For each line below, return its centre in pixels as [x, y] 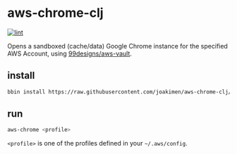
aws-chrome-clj [55, 13]
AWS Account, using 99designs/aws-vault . [70, 53]
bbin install [26, 92]
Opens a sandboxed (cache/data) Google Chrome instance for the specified [117, 46]
